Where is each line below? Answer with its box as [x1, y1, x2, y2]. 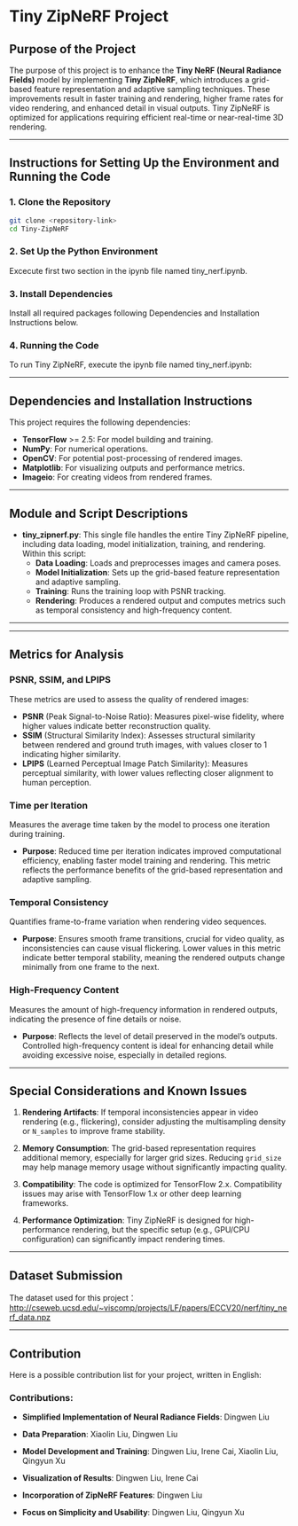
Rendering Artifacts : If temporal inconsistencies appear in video [21, 1107, 259, 1118]
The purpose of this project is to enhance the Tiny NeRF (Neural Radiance [9, 65, 282, 75]
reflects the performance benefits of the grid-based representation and [21, 865, 284, 875]
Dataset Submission [9, 1268, 123, 1283]
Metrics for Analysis [9, 647, 124, 662]
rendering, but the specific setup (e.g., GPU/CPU [72, 1225, 250, 1235]
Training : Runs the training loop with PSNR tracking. [35, 585, 226, 596]
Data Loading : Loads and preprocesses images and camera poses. [35, 557, 282, 568]
